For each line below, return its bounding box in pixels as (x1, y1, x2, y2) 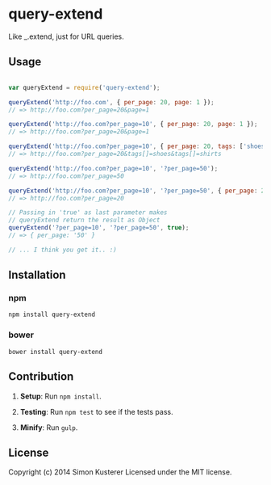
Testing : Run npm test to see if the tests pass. (19, 407, 173, 416)
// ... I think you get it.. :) (8, 246, 117, 254)
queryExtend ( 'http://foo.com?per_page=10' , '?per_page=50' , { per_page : (8, 187, 258, 195)
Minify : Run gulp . (19, 422, 78, 432)
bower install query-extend (8, 348, 103, 356)
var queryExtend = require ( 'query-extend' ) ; (8, 83, 161, 91)
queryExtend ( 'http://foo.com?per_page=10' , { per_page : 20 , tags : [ (8, 142, 244, 150)
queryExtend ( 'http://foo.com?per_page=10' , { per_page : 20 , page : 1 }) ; (8, 120, 258, 129)
